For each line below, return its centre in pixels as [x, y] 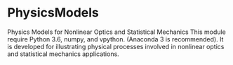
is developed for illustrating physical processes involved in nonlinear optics [116, 46]
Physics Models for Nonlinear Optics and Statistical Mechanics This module [116, 32]
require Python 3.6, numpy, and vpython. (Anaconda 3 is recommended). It [115, 39]
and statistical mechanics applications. [63, 54]
